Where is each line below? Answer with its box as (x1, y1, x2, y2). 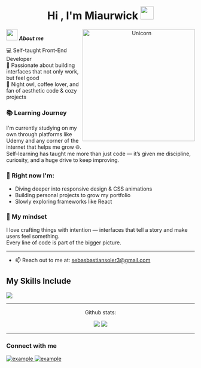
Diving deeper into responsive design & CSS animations (14, 185, 153, 192)
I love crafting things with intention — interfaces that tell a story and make (6, 226, 188, 233)
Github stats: (84, 308, 117, 316)
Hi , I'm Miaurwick (47, 9, 139, 23)
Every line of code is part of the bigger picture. (6, 239, 121, 246)
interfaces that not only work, (6, 68, 79, 75)
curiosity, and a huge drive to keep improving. (6, 157, 120, 164)
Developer (6, 55, 32, 62)
